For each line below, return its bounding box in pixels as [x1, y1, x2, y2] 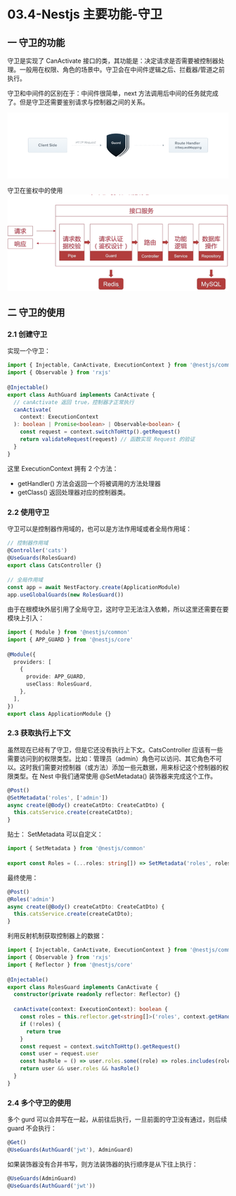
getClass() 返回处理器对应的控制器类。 [17, 488, 130, 496]
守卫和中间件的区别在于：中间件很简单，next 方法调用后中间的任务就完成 [7, 89, 219, 97]
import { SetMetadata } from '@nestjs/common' [7, 845, 146, 852]
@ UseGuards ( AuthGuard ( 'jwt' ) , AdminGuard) [7, 1146, 133, 1153]
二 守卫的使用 [7, 307, 65, 319]
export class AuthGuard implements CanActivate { [7, 391, 156, 398]
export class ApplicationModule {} [7, 710, 112, 717]
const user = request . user [20, 1050, 99, 1057]
